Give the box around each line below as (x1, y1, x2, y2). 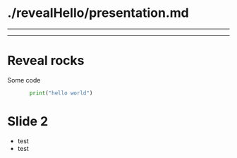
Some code (7, 75, 41, 84)
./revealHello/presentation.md (7, 5, 189, 21)
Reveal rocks (7, 53, 85, 68)
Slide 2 (7, 113, 49, 129)
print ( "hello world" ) (29, 90, 93, 97)
